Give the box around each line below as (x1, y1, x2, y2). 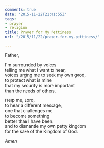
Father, (5, 52, 20, 58)
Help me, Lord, (5, 97, 35, 103)
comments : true (5, 7, 36, 12)
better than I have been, (5, 118, 53, 124)
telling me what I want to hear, (5, 67, 66, 73)
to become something (5, 113, 50, 119)
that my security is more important (5, 82, 75, 88)
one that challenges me (5, 107, 52, 113)
